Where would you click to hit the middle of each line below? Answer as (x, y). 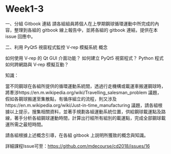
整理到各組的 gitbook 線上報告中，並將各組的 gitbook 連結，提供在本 (86, 30)
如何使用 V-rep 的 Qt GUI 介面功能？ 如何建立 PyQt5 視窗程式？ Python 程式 (84, 58)
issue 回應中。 (20, 36)
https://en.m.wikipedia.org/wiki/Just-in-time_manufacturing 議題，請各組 (82, 105)
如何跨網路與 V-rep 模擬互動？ (37, 64)
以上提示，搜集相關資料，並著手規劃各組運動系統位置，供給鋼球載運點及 (85, 111)
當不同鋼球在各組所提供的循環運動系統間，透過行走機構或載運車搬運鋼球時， (85, 86)
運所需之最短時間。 (25, 124)
